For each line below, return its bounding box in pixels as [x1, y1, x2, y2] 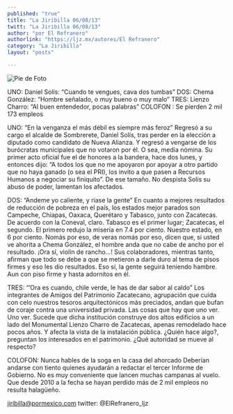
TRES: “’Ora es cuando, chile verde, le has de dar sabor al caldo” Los [7, 283, 205, 292]
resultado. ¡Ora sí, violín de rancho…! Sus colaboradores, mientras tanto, [7, 248, 215, 256]
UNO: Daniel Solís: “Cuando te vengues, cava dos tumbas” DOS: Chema [7, 88, 214, 96]
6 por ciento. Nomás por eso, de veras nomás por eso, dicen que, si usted [7, 232, 220, 241]
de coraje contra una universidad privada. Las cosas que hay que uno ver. [7, 305, 220, 314]
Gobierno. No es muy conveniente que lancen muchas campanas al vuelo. [7, 370, 220, 379]
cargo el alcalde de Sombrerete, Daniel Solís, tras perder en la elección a [7, 130, 216, 139]
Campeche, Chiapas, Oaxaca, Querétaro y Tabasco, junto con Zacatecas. [7, 210, 218, 219]
